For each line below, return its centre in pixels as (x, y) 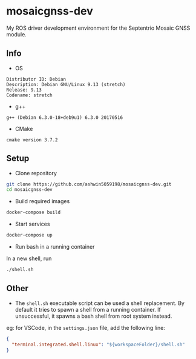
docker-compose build (34, 213)
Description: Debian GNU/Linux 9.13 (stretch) (66, 84)
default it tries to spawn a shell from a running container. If (88, 309)
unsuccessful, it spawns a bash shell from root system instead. (93, 316)
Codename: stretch (29, 95)
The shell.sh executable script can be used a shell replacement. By (100, 303)
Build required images (42, 201)
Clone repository (36, 173)
